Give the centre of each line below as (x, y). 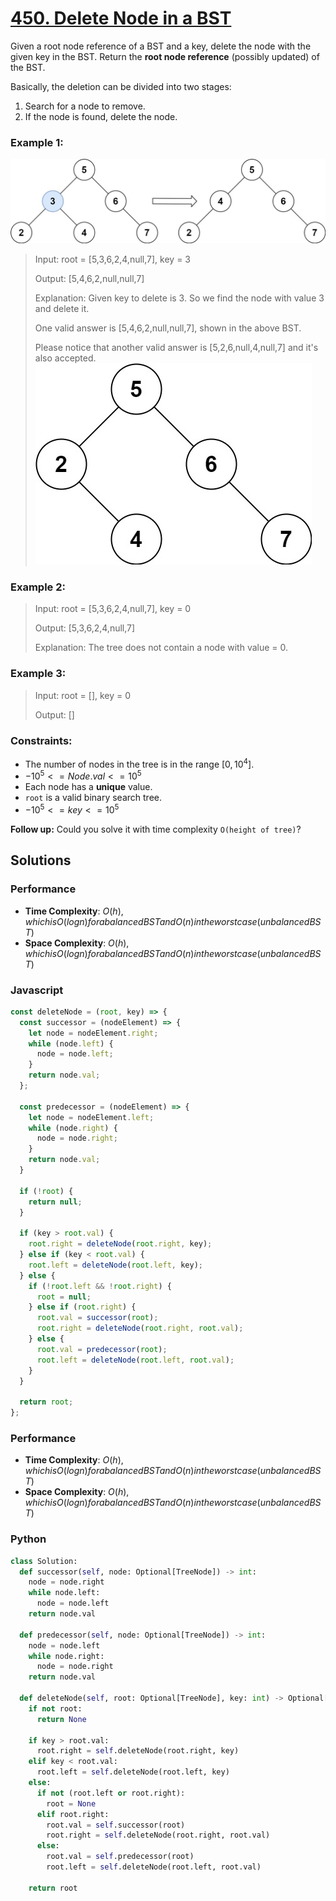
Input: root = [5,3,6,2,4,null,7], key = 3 (112, 259)
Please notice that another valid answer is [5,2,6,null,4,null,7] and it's (176, 348)
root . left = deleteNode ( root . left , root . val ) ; (135, 1360)
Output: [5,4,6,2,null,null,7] (89, 279)
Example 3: (38, 674)
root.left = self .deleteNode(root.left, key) (133, 1772)
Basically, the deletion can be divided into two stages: (121, 86)
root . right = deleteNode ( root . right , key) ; (120, 1244)
